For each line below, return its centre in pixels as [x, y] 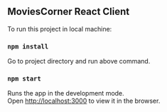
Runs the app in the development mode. [66, 93]
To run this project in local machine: [60, 29]
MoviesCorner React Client [69, 12]
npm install [28, 46]
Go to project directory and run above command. [79, 61]
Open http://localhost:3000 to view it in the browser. [84, 101]
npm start [24, 79]
